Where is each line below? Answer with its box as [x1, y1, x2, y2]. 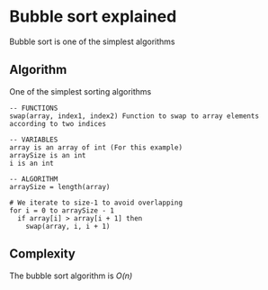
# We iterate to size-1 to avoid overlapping [9, 198, 183, 207]
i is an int [9, 159, 54, 168]
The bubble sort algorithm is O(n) [9, 270, 133, 281]
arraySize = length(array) [9, 182, 111, 191]
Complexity [9, 246, 76, 262]
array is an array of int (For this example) [9, 142, 183, 152]
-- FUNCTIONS [9, 104, 58, 113]
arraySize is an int [9, 150, 87, 159]
